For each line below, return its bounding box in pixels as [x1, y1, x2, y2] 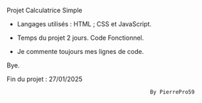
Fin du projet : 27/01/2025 [6, 75, 83, 83]
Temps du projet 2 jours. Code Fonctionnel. [16, 33, 144, 42]
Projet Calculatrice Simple [6, 6, 83, 14]
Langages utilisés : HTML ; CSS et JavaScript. [16, 20, 152, 28]
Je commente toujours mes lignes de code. [16, 48, 144, 55]
